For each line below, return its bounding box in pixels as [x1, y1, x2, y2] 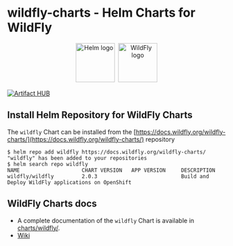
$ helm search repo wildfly [7, 161, 89, 167]
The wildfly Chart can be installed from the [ [7, 127, 137, 136]
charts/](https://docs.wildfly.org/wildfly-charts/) [7, 135, 144, 143]
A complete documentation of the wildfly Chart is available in [17, 216, 195, 224]
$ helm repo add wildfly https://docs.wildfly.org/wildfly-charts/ [7, 148, 207, 156]
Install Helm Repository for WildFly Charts [7, 109, 193, 121]
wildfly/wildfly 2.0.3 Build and [7, 172, 209, 180]
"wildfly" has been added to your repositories [7, 154, 148, 161]
